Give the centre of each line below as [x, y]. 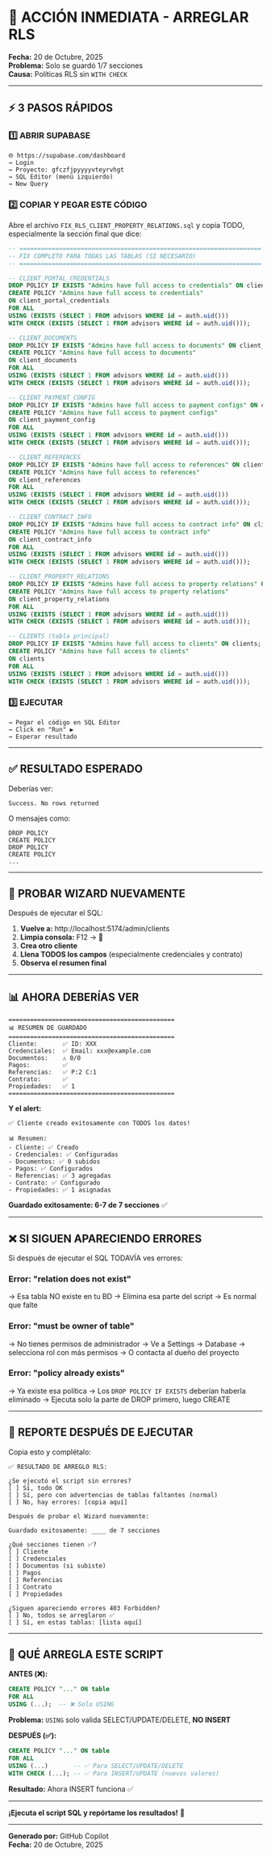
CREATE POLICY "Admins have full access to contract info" [110, 532]
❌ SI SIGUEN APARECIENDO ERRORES [105, 1238]
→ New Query [28, 184]
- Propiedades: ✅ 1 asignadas [60, 1190]
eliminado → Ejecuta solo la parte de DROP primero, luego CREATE [119, 1399]
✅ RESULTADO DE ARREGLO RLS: [58, 1467]
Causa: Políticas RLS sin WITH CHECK [68, 74]
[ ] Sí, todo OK [35, 1488]
